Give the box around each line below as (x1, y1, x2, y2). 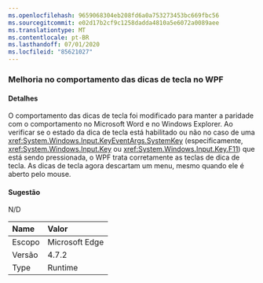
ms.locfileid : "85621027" (8, 48, 93, 56)
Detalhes (8, 94, 38, 103)
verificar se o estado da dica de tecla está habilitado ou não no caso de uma (8, 127, 255, 138)
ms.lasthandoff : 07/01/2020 (8, 41, 100, 49)
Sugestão (8, 187, 41, 197)
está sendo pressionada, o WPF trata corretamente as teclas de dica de (8, 153, 240, 162)
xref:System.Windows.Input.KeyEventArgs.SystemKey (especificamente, (8, 136, 243, 145)
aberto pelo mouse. (8, 170, 71, 179)
